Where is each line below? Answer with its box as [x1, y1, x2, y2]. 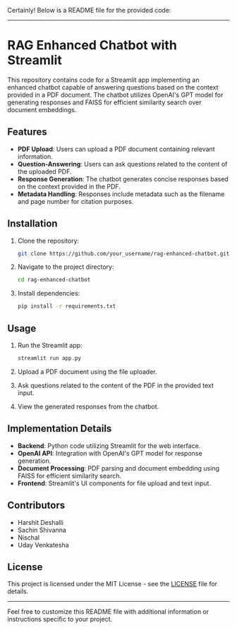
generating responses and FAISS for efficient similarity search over [7, 98, 202, 107]
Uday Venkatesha [17, 540, 69, 549]
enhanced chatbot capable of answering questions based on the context [7, 83, 219, 91]
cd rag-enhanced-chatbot [17, 277, 91, 284]
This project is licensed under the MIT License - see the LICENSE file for [7, 580, 217, 588]
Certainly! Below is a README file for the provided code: [7, 6, 171, 14]
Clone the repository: [17, 236, 80, 245]
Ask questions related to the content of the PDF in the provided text [17, 381, 214, 389]
